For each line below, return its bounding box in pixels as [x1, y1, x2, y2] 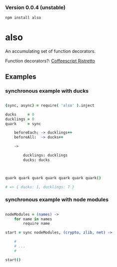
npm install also [5, 15, 41, 20]
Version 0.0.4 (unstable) [5, 4, 66, 11]
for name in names [14, 216, 52, 222]
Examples [5, 72, 36, 81]
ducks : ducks [23, 157, 50, 162]
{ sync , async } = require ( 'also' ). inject [5, 103, 95, 108]
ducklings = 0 [5, 117, 35, 122]
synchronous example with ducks [5, 87, 89, 94]
